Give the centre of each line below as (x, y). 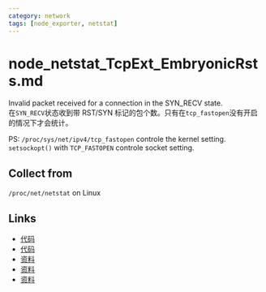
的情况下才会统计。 (41, 123)
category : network (39, 16)
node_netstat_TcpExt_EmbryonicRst (133, 64)
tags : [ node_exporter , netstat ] (63, 24)
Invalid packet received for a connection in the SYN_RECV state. (116, 103)
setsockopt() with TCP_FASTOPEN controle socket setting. (101, 148)
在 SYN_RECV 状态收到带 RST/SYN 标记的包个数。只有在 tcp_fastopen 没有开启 (133, 113)
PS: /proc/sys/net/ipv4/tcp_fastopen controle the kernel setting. (117, 140)
